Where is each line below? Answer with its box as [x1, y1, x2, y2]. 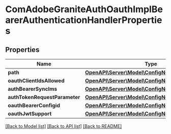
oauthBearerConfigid [8, 102, 60, 109]
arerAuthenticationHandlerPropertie [5, 14, 162, 26]
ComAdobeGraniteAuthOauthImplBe [5, 4, 163, 15]
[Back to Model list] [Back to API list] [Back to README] [5, 123, 122, 129]
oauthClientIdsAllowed [8, 77, 65, 84]
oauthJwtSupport [8, 110, 52, 117]
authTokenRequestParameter [8, 94, 80, 100]
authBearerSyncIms [8, 85, 58, 92]
